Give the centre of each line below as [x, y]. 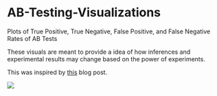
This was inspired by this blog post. [57, 72]
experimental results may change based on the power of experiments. [106, 59]
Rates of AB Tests [32, 38]
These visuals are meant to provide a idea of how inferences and [99, 52]
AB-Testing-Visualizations [84, 13]
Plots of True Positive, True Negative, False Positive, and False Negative [109, 31]
